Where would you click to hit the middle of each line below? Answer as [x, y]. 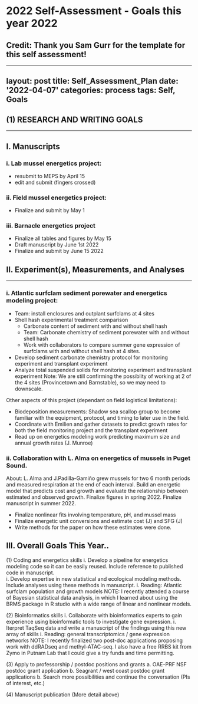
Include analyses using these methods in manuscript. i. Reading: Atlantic [94, 585]
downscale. [29, 389]
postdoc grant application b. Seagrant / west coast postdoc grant [85, 670]
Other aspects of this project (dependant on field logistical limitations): [92, 400]
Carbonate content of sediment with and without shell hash [95, 326]
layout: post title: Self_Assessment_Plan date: [92, 81]
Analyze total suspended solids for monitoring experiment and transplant [103, 370]
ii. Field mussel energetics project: [57, 198]
